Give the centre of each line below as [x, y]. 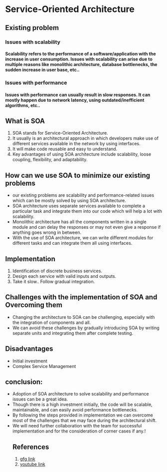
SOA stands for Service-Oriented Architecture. [60, 133]
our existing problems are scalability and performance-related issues [83, 195]
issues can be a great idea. [40, 399]
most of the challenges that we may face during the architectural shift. [84, 420]
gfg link [28, 459]
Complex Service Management [44, 366]
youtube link [33, 464]
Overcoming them [34, 305]
